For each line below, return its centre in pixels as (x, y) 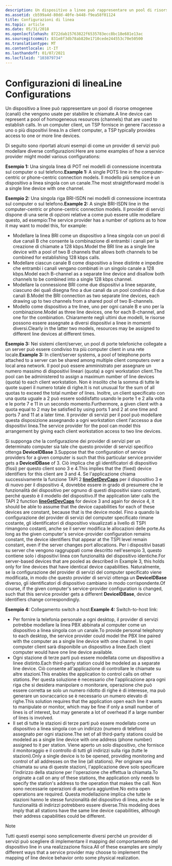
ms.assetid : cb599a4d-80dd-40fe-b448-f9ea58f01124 (60, 15)
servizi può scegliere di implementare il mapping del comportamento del (82, 841)
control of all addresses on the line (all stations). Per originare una (82, 762)
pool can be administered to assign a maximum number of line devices (80, 377)
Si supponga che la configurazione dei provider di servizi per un (73, 441)
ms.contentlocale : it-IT (32, 48)
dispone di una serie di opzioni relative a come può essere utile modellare (83, 215)
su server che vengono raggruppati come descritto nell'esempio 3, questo (84, 550)
